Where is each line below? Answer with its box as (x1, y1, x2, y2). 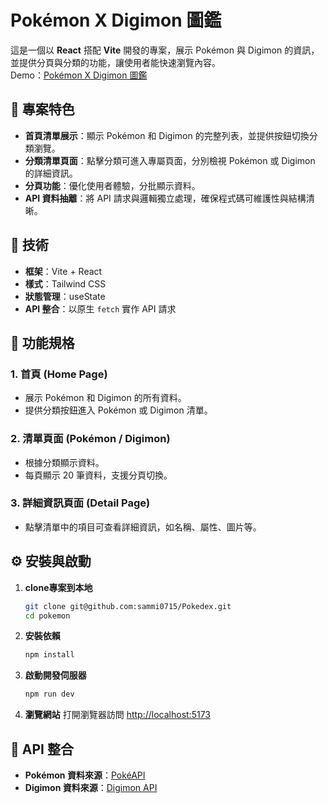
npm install (24, 650, 75, 660)
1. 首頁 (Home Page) (10, 367, 108, 381)
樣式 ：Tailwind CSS (24, 277, 107, 290)
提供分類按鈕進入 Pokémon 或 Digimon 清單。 (24, 404, 213, 416)
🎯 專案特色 (10, 101, 75, 118)
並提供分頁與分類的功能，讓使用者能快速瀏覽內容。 (10, 56, 221, 68)
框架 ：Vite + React (24, 265, 103, 277)
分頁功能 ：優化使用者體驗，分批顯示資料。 (24, 179, 201, 191)
